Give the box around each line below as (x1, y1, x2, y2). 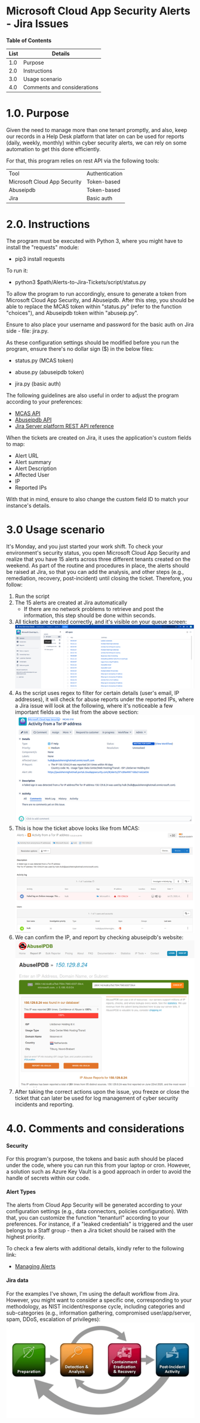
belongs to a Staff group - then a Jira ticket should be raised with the (6, 1227, 176, 1234)
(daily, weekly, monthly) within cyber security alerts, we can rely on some (6, 139, 187, 146)
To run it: (6, 267, 29, 274)
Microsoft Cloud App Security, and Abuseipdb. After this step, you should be (6, 296, 195, 303)
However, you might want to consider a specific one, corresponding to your (6, 1296, 192, 1304)
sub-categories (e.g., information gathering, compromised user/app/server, (6, 1309, 192, 1316)
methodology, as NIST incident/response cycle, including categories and (6, 1302, 185, 1310)
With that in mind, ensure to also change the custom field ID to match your (6, 495, 189, 503)
